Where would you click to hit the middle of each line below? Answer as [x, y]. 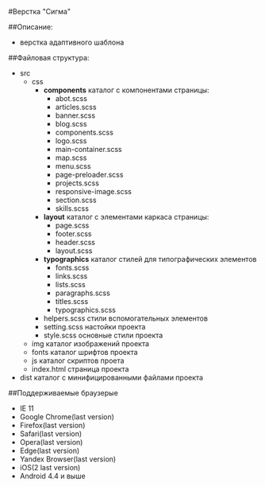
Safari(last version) [51, 434]
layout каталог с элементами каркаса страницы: [126, 217]
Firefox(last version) [52, 425]
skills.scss [72, 208]
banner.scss [75, 115]
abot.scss [71, 98]
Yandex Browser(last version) [68, 459]
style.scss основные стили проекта [103, 335]
